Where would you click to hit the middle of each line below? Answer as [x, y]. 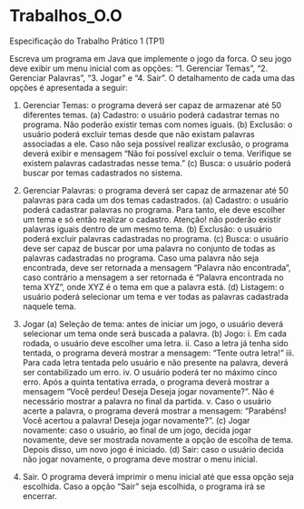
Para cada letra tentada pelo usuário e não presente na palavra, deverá [155, 362]
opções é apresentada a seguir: [69, 87]
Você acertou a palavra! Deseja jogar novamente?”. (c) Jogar [136, 420]
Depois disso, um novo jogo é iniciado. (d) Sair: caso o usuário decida [153, 449]
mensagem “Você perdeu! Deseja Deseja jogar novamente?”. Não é [148, 391]
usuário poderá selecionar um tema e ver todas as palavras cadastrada [155, 296]
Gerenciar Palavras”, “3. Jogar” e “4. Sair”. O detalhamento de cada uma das [152, 77]
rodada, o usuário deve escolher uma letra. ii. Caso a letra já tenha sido [155, 343]
